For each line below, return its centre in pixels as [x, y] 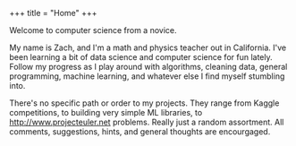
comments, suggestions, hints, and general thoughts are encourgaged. [140, 132]
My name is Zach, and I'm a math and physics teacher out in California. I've [148, 47]
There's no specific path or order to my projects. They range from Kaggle [144, 103]
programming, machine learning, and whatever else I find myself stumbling [147, 76]
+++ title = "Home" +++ [53, 13]
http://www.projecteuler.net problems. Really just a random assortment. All [147, 122]
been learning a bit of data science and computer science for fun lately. [141, 57]
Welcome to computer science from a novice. [93, 30]
